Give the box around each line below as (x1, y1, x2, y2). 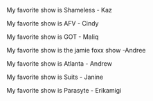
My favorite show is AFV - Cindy (6, 19, 99, 27)
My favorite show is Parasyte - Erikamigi (6, 86, 122, 94)
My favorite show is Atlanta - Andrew (6, 59, 112, 68)
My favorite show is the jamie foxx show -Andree (6, 46, 146, 54)
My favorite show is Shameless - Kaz (6, 6, 112, 14)
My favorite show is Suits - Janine (6, 73, 104, 81)
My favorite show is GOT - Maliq (6, 33, 99, 41)
